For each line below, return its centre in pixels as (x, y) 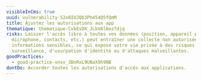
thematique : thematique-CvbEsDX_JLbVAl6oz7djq (66, 29)
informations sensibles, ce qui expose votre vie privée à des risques (103, 46)
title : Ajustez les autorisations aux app (60, 23)
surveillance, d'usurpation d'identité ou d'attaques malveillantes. (100, 51)
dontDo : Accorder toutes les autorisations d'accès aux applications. (96, 68)
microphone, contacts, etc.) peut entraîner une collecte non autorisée (105, 40)
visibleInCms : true (31, 12)
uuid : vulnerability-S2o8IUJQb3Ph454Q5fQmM (62, 17)
